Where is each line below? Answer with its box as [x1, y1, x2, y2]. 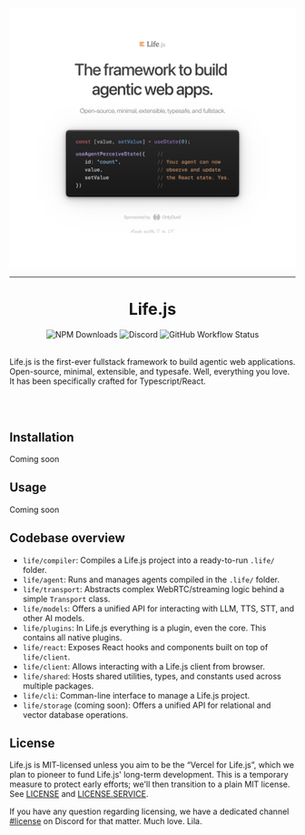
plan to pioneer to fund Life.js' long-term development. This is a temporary [9, 770, 289, 780]
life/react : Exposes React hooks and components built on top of [22, 641, 269, 652]
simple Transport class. [22, 593, 111, 604]
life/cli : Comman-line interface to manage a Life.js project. [22, 689, 251, 700]
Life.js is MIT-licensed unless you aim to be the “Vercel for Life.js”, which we [9, 760, 295, 770]
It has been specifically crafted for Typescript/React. [9, 376, 206, 387]
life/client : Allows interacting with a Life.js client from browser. [22, 660, 266, 671]
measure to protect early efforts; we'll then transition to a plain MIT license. [9, 779, 290, 790]
